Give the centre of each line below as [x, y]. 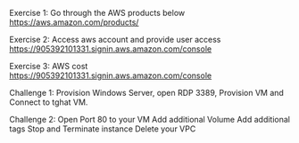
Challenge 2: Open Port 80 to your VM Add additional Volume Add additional [149, 119]
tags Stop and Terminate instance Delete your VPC [103, 129]
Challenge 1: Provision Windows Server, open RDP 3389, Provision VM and [146, 93]
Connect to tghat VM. [49, 102]
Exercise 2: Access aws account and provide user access [115, 40]
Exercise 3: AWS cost [49, 66]
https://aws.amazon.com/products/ [74, 22]
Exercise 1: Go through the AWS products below [97, 13]
